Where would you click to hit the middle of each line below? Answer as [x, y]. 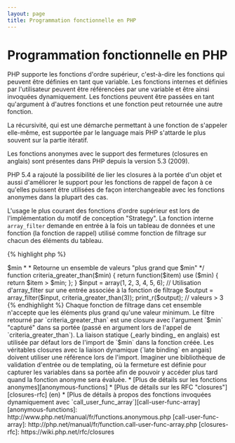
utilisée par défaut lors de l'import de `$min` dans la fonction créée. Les [110, 343]
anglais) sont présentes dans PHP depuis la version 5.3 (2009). [99, 161]
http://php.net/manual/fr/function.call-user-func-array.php [113, 425]
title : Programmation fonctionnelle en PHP [72, 20]
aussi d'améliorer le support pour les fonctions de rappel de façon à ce [110, 183]
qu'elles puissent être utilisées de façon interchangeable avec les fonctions [116, 190]
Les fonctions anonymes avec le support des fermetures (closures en [108, 154]
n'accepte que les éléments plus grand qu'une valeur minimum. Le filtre [111, 312]
